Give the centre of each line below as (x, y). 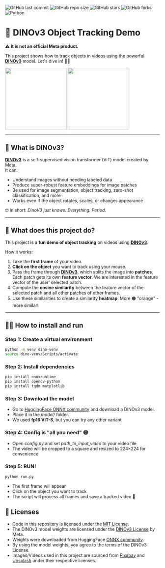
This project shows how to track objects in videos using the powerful (75, 56)
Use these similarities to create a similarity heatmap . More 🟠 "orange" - (85, 298)
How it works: (19, 252)
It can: (12, 170)
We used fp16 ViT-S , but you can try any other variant (67, 420)
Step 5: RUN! (21, 466)
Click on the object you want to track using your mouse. (69, 267)
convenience (25, 454)
